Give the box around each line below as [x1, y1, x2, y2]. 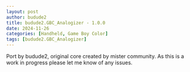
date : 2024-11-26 [6, 25, 50, 32]
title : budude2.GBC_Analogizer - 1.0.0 [6, 20, 106, 26]
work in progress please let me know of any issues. [6, 59, 133, 66]
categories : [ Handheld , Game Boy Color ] [6, 31, 109, 37]
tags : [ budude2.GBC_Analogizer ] [6, 36, 87, 42]
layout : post [6, 8, 39, 15]
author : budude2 [6, 14, 47, 20]
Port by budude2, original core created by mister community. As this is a [6, 53, 184, 60]
